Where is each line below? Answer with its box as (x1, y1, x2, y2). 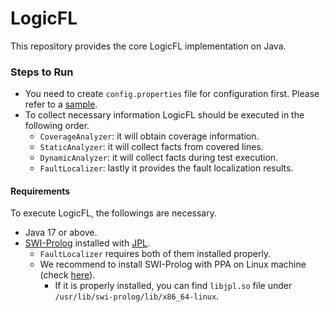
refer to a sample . (24, 98, 98, 111)
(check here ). (39, 269, 96, 281)
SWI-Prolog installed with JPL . (24, 237, 151, 249)
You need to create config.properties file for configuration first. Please (24, 88, 320, 100)
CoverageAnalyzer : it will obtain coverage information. (39, 130, 260, 142)
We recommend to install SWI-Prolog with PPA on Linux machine (39, 258, 307, 271)
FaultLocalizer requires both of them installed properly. (39, 248, 272, 260)
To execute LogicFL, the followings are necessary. (10, 207, 217, 219)
